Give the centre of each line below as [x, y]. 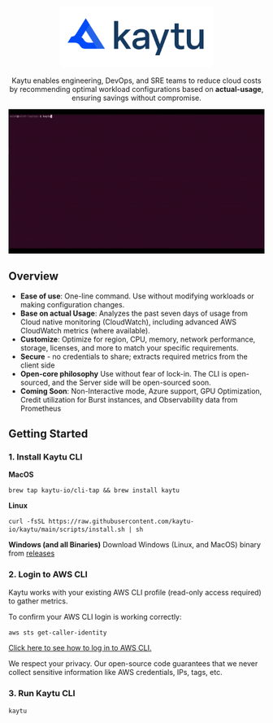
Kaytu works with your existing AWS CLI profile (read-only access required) [135, 592]
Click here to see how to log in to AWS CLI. [80, 647]
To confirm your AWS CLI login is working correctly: [95, 616]
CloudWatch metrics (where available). [85, 330]
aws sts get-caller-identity [58, 633]
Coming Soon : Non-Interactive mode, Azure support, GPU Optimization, [141, 391]
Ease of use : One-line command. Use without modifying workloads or [137, 296]
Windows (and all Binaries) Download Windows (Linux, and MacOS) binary [135, 545]
